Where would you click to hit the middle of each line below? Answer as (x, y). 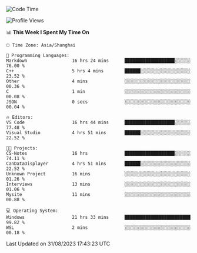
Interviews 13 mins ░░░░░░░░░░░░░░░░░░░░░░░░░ (98, 184)
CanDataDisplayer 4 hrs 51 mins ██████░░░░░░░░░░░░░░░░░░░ (98, 164)
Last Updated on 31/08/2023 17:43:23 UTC (58, 244)
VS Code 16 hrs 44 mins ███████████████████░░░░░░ (98, 122)
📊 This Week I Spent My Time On (48, 32)
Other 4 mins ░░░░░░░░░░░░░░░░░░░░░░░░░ (98, 81)
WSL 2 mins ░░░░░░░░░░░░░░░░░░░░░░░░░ (98, 228)
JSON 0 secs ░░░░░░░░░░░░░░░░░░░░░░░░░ (98, 102)
